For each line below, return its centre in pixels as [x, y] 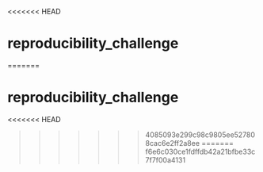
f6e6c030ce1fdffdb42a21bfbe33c [200, 151]
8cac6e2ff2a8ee [172, 143]
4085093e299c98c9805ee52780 [200, 135]
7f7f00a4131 [166, 160]
